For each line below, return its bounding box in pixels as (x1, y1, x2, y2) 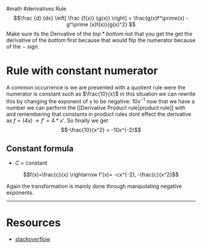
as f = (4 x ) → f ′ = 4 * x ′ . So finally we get (6, 116, 108, 124)
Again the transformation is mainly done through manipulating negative (6, 183, 182, 190)
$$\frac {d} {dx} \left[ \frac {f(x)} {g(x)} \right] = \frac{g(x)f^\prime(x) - (13, 14, 189, 22)
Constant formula (6, 144, 74, 154)
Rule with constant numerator (6, 64, 158, 77)
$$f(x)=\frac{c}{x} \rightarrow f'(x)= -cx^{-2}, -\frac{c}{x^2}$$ (23, 171, 179, 178)
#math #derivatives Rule (6, 5, 67, 12)
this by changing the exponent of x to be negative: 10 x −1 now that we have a (6, 96, 195, 104)
